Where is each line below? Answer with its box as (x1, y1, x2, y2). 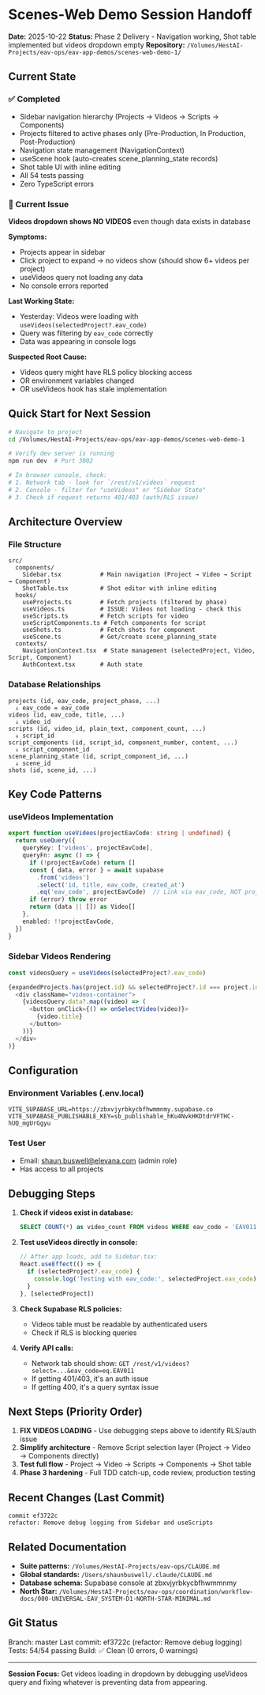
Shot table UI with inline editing (19, 162, 121, 172)
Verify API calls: (19, 1343, 73, 1353)
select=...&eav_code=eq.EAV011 (31, 1367, 135, 1375)
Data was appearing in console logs (19, 336, 136, 346)
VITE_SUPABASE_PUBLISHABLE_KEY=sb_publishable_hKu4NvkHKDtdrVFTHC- (8, 1113, 235, 1121)
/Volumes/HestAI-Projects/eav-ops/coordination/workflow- (58, 1587, 254, 1595)
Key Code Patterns (8, 788, 103, 801)
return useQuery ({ (15, 837, 77, 845)
